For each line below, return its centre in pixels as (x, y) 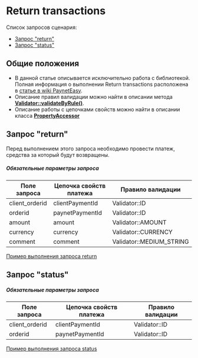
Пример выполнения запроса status (52, 349)
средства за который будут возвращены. (58, 154)
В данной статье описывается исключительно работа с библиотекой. (102, 78)
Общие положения (43, 64)
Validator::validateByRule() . (49, 103)
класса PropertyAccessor (47, 115)
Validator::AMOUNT (139, 222)
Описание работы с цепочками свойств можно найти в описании (97, 109)
